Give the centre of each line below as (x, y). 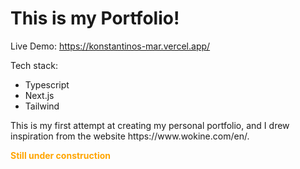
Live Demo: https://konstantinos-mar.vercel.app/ (110, 46)
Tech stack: (34, 65)
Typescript (47, 84)
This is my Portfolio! (95, 18)
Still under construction (60, 155)
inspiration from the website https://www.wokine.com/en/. (130, 136)
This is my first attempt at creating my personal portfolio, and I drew (150, 125)
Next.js (39, 95)
